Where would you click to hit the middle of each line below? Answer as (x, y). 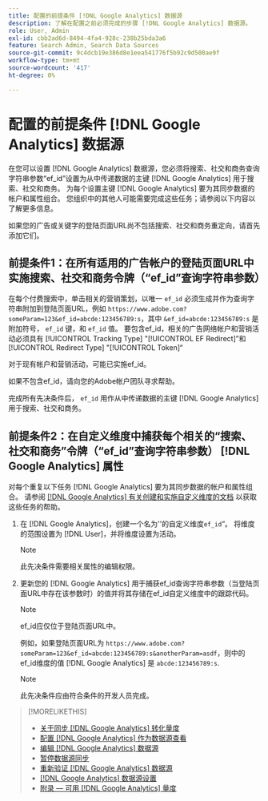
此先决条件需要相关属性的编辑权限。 (80, 566)
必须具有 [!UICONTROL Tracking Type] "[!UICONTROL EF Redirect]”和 (130, 339)
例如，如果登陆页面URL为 (62, 643)
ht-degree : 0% (32, 75)
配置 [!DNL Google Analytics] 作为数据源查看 (113, 739)
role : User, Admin (39, 30)
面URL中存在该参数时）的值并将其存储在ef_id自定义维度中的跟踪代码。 (136, 594)
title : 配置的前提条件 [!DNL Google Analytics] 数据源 (96, 16)
